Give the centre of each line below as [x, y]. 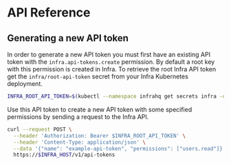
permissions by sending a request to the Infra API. [78, 117]
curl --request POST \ [40, 129]
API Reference [49, 13]
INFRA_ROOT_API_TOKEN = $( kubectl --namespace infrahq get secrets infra [112, 96]
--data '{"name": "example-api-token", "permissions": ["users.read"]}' [120, 148]
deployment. [25, 84]
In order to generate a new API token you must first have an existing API [109, 54]
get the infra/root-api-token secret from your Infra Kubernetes [98, 76]
